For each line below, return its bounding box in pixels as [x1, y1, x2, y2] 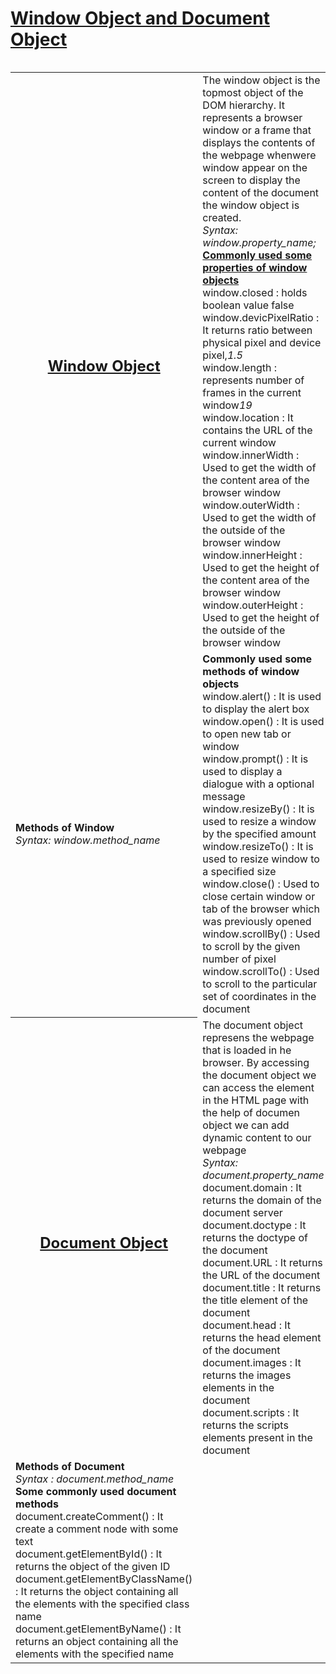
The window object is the [202, 73, 321, 87]
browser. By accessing [202, 1055, 310, 1069]
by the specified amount [202, 827, 317, 841]
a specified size [202, 864, 277, 878]
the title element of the [202, 1293, 309, 1307]
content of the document [202, 185, 320, 199]
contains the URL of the [202, 423, 313, 437]
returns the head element [202, 1330, 322, 1344]
